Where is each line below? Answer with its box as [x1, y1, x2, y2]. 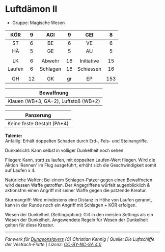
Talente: [5, 133, 23, 139]
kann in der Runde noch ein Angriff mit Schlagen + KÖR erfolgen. [5, 202, 137, 208]
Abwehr [41, 57, 60, 64]
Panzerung [25, 112, 52, 118]
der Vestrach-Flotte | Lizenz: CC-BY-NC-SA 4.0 [5, 241, 102, 247]
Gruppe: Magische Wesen [12, 20, 65, 26]
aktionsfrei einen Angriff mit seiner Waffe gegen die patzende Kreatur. [5, 187, 147, 193]
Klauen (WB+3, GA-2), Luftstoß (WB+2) [7, 97, 101, 104]
